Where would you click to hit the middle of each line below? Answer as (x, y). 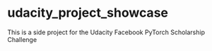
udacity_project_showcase (88, 13)
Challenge (22, 39)
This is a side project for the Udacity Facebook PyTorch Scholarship (106, 32)
